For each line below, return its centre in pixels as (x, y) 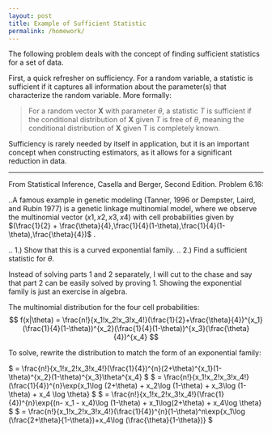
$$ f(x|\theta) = (35, 320)
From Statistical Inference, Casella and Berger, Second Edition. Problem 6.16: (136, 185)
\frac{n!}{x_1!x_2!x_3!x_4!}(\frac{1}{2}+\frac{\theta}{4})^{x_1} (162, 320)
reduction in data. (38, 161)
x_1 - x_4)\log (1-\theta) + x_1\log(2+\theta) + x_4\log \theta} (163, 403)
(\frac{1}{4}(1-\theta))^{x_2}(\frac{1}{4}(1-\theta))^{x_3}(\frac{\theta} (136, 329)
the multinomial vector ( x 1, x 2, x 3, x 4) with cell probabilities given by (121, 217)
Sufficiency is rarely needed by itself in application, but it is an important (129, 144)
